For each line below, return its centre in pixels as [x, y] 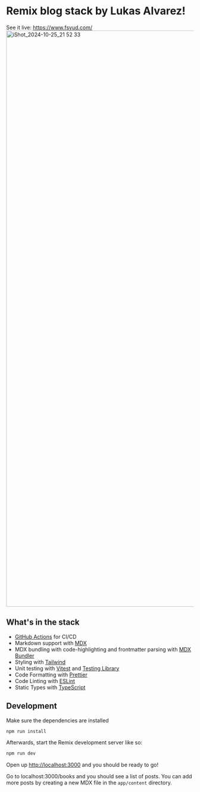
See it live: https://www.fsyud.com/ [49, 27]
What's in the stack [43, 623]
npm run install [26, 731]
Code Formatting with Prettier [51, 675]
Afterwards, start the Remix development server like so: [74, 743]
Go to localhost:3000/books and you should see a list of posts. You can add [99, 777]
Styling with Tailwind [40, 662]
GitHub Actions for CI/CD [46, 637]
